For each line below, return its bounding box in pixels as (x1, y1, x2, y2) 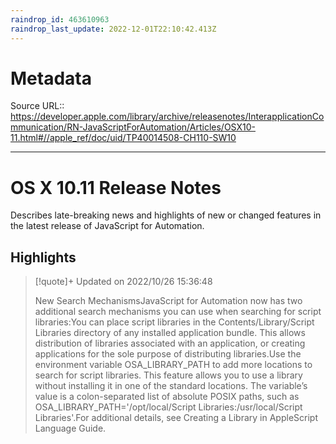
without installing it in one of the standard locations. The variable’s (34, 380, 308, 392)
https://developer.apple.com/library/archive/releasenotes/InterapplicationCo (10, 111, 325, 123)
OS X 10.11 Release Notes (10, 176, 222, 199)
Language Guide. (34, 422, 107, 435)
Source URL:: (10, 100, 65, 112)
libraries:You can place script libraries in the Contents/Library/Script (34, 316, 315, 328)
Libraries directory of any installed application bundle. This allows (34, 327, 306, 339)
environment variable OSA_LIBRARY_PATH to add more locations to (34, 359, 313, 371)
